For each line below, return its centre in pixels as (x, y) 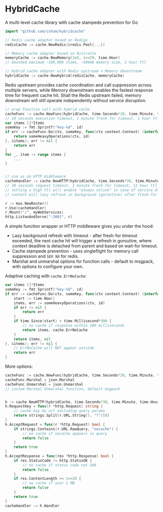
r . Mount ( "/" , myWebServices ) (34, 212)
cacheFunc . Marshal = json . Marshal (40, 380)
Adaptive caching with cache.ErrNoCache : (46, 276)
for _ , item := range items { (36, 154)
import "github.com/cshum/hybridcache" (45, 31)
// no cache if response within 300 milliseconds (73, 326)
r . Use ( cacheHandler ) (26, 208)
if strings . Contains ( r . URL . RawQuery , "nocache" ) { (66, 429)
